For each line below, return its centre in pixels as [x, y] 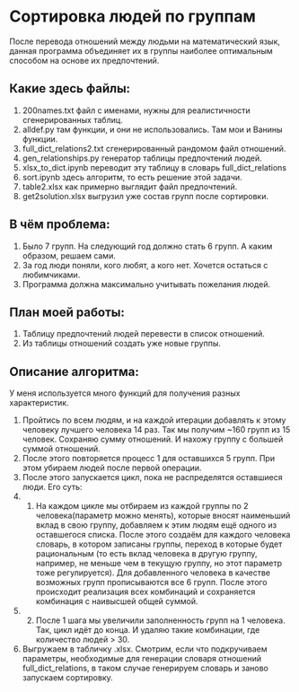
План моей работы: [67, 312]
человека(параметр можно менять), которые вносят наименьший [163, 516]
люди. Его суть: [52, 487]
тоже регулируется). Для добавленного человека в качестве [153, 573]
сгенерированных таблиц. [72, 119]
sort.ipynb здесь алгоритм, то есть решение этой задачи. [132, 177]
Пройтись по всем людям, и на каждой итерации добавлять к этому [154, 420]
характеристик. [39, 403]
